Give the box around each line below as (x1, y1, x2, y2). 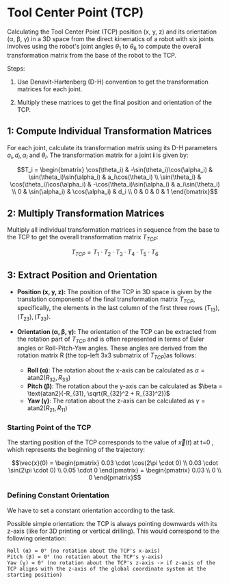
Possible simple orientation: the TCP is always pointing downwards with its (7, 519, 217, 527)
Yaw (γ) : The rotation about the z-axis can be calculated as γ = (27, 396, 206, 405)
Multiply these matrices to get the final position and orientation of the (16, 98, 212, 106)
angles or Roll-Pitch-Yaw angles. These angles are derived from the (16, 344, 208, 352)
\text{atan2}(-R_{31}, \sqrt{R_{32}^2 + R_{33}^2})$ (27, 390, 171, 398)
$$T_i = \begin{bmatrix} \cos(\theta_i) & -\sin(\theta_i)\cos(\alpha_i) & (16, 166, 213, 174)
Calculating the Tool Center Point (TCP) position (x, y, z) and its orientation (7, 27, 217, 36)
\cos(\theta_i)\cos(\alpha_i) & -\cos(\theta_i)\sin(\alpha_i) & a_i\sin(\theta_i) (10, 180, 220, 189)
